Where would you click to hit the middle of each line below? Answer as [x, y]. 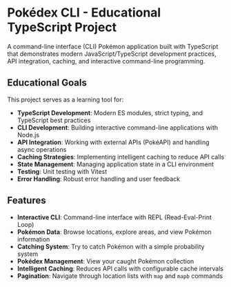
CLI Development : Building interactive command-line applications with [118, 127]
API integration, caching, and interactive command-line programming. [106, 61]
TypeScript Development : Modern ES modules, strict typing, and [110, 112]
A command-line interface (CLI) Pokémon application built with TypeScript [113, 46]
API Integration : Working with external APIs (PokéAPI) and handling [113, 142]
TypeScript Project [62, 27]
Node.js [28, 135]
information [33, 239]
